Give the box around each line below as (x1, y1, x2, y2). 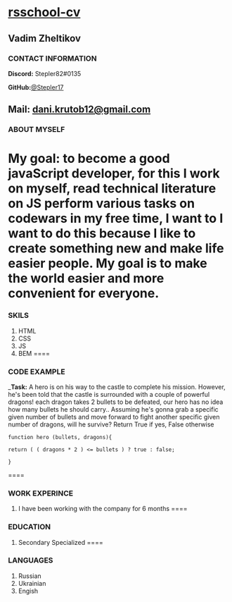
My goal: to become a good (8, 151, 171, 166)
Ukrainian (18, 579, 46, 587)
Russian (18, 572, 41, 580)
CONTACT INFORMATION (8, 54, 97, 63)
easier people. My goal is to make (8, 255, 207, 271)
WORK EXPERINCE (8, 488, 73, 498)
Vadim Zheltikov (8, 32, 82, 44)
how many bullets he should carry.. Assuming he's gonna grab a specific (8, 405, 219, 413)
